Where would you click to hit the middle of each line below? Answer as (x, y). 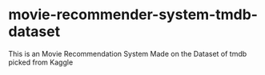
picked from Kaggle (41, 62)
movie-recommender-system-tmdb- (133, 15)
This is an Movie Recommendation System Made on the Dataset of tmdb (128, 53)
